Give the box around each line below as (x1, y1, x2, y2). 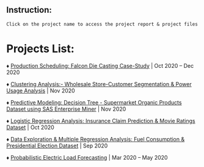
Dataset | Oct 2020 (6, 124, 55, 131)
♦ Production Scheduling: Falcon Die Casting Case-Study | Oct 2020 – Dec (6, 62, 194, 69)
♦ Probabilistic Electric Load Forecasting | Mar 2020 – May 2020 (6, 154, 168, 161)
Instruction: (6, 5, 52, 15)
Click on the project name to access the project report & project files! (6, 21, 201, 27)
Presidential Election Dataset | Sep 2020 (6, 142, 108, 149)
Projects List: (6, 42, 75, 56)
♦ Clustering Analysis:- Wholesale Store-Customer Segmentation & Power (6, 80, 192, 87)
